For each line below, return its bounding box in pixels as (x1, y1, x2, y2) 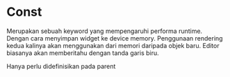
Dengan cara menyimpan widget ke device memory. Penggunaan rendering (6, 34, 223, 42)
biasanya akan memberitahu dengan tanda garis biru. (6, 49, 159, 57)
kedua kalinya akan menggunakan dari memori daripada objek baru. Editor (6, 41, 220, 49)
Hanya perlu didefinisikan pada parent (6, 62, 116, 70)
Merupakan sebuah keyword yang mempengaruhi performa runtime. (6, 27, 203, 35)
